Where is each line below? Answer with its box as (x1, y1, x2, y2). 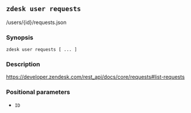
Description (6, 60, 40, 69)
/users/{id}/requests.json (6, 19, 67, 26)
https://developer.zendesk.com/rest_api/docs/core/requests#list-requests (6, 73, 185, 81)
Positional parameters (6, 88, 70, 96)
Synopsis (6, 33, 33, 42)
